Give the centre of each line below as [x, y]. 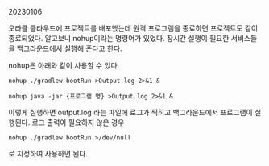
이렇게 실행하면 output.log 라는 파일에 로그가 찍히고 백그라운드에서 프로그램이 [130, 112]
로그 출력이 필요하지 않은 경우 [78, 122]
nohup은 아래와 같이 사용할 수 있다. [64, 65]
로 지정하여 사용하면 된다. [48, 154]
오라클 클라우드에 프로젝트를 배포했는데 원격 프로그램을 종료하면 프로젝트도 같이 [133, 28]
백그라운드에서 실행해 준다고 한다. [69, 48]
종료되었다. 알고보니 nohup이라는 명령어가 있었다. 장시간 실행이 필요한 [119, 38]
